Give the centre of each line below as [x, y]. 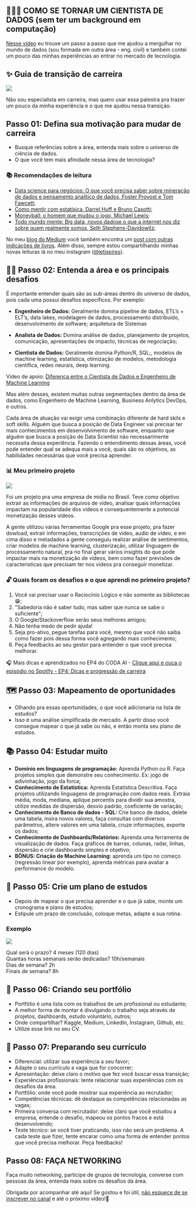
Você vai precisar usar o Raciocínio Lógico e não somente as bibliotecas [102, 595]
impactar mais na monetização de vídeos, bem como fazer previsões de [93, 558]
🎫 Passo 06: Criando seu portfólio [69, 990]
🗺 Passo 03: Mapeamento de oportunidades [91, 690]
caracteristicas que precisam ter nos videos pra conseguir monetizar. [90, 564]
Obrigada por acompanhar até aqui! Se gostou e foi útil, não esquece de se [97, 1193]
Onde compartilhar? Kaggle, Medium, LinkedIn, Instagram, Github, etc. [99, 1023]
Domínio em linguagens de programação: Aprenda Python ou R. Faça [100, 768]
